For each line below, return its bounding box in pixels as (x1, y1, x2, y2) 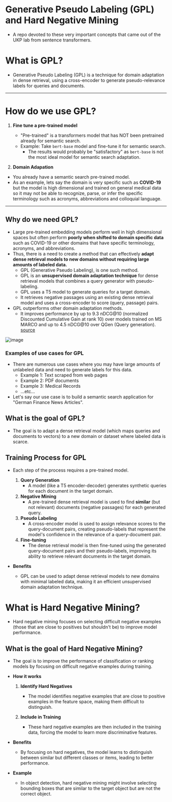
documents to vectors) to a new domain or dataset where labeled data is (12, 433, 166, 439)
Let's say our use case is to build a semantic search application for (12, 393, 154, 400)
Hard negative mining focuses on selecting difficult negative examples (12, 619, 161, 625)
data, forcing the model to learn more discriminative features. (28, 729, 158, 735)
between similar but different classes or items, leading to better (20, 754, 154, 761)
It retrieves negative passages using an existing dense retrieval (20, 294, 154, 300)
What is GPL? (5, 55, 63, 67)
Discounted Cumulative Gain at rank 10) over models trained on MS (20, 316, 162, 322)
